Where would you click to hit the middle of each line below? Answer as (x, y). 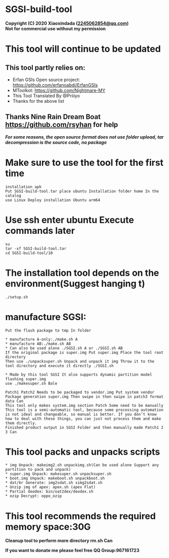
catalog (13, 196)
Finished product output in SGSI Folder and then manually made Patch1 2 (84, 427)
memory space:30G (48, 526)
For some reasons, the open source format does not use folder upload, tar (84, 137)
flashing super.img (26, 379)
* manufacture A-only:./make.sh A (42, 339)
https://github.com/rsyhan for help (62, 125)
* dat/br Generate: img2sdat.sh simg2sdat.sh (54, 483)
